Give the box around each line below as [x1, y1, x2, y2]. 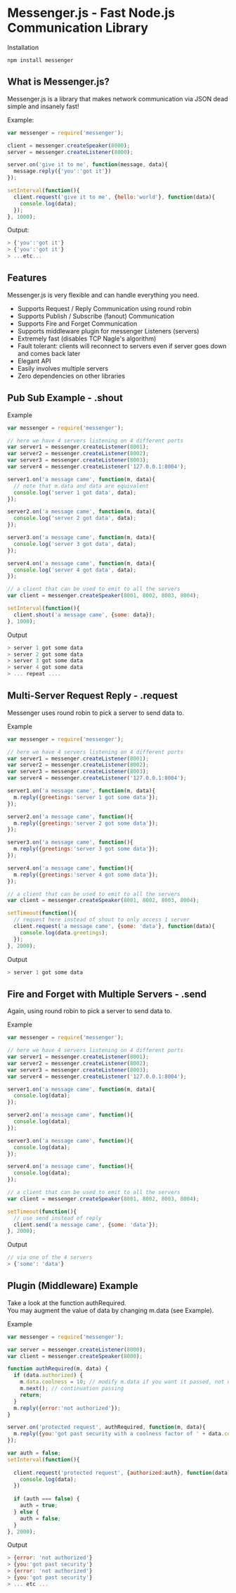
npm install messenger [7, 56, 74, 64]
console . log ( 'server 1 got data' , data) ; [13, 489, 137, 496]
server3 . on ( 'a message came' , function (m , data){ [7, 534, 156, 541]
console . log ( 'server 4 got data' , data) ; [13, 566, 137, 573]
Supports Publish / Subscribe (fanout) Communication [17, 312, 174, 320]
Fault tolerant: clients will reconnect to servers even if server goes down [17, 341, 227, 350]
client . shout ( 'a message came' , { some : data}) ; [13, 611, 156, 618]
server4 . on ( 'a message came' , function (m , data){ [7, 559, 156, 567]
